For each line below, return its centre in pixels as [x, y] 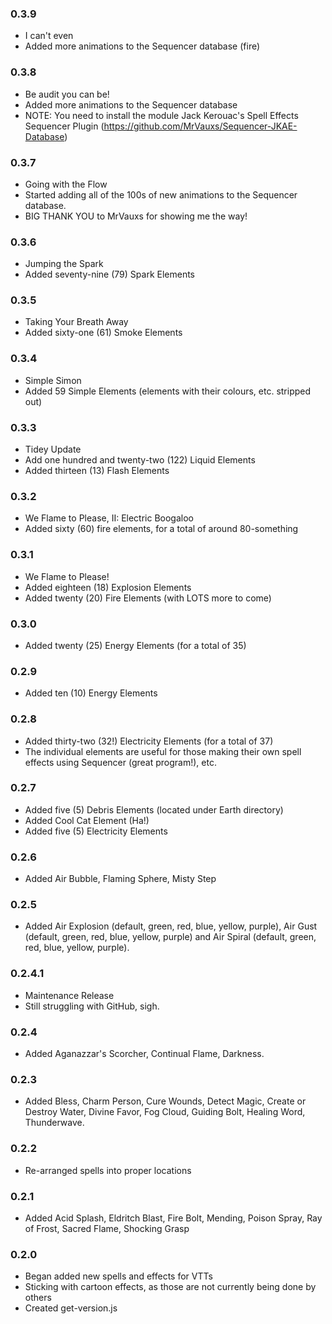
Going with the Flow [66, 184]
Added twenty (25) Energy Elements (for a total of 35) [135, 645]
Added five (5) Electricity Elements [96, 831]
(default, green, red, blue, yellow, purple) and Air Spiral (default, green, [170, 937]
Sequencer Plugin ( [64, 126]
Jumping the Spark [64, 264]
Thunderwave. [54, 1123]
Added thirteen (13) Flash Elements [97, 471]
